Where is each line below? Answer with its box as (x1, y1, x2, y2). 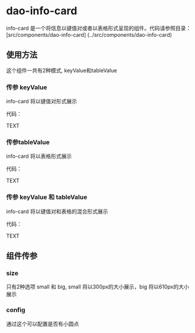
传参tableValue (6, 138, 50, 146)
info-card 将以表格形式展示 (6, 153, 72, 160)
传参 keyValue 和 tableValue (6, 193, 88, 201)
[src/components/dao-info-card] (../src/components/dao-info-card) (6, 31, 172, 38)
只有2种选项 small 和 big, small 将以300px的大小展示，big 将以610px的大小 (6, 283, 190, 290)
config (6, 306, 25, 314)
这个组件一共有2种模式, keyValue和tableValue (6, 66, 117, 74)
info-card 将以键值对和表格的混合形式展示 (6, 208, 108, 215)
